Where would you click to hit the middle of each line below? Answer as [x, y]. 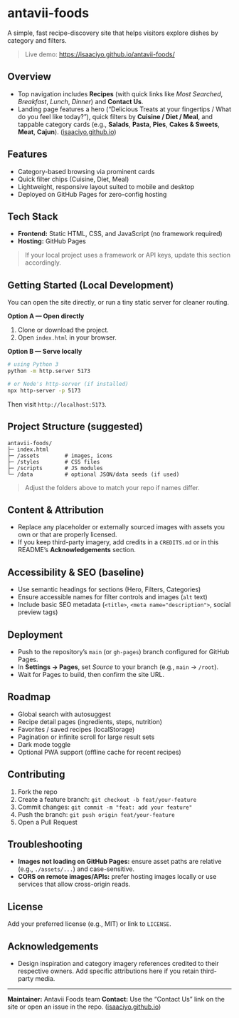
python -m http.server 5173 [49, 371]
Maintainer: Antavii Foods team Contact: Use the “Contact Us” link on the [116, 999]
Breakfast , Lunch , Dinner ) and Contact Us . [80, 101]
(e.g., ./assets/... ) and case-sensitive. [76, 869]
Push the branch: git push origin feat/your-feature [96, 814]
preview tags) [38, 612]
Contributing [36, 774]
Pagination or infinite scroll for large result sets [86, 737]
